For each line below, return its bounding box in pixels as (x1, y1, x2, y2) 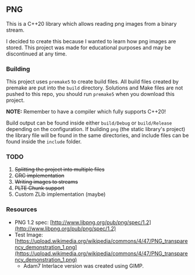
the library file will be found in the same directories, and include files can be (6, 132, 189, 139)
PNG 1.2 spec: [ (14, 219, 53, 226)
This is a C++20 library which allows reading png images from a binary (6, 20, 177, 27)
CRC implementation (14, 172, 64, 179)
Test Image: (14, 231, 43, 238)
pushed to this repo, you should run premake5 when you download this (6, 91, 175, 98)
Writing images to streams (14, 178, 78, 185)
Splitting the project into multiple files (14, 166, 105, 173)
